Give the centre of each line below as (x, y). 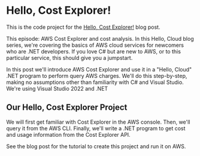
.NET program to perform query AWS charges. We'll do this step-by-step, (97, 76)
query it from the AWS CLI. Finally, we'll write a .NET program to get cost (96, 128)
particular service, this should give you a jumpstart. (69, 58)
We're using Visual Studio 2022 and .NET (57, 88)
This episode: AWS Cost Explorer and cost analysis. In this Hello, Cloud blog (100, 38)
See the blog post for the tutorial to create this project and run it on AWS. (96, 146)
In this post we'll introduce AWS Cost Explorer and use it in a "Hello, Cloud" (99, 69)
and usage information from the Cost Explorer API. (68, 134)
